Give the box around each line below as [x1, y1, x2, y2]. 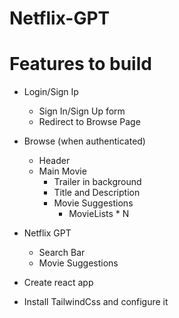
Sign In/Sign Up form [38, 105, 126, 117]
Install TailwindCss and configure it [23, 296, 169, 308]
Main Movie [38, 165, 87, 177]
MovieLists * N [68, 208, 130, 220]
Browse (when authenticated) [23, 135, 146, 147]
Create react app [23, 277, 94, 289]
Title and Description [53, 187, 141, 199]
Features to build [9, 53, 152, 76]
